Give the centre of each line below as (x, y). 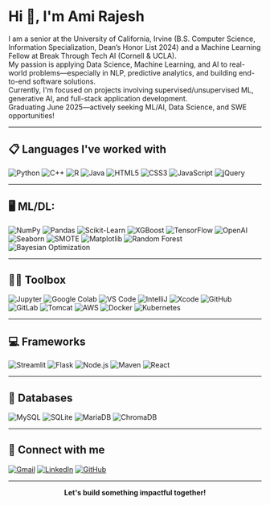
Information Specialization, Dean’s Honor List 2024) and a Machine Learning (135, 47)
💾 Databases (41, 398)
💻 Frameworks (47, 341)
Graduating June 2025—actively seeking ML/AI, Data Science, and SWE (128, 107)
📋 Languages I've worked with (88, 149)
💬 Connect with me (57, 450)
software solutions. (64, 81)
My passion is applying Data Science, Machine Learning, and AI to (118, 64)
